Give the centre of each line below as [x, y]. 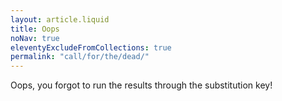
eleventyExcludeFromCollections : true [91, 47]
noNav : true [35, 38]
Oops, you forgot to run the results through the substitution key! [141, 85]
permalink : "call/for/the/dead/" [80, 57]
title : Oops [35, 29]
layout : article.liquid [60, 19]
